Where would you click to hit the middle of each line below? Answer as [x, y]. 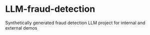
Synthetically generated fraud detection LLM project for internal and [75, 23]
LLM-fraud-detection [50, 9]
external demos [21, 28]
